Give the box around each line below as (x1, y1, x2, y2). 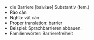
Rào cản (9, 9, 27, 15)
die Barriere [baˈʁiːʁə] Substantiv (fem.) (9, 4, 90, 10)
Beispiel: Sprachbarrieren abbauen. (9, 25, 82, 31)
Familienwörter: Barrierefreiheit (9, 31, 73, 36)
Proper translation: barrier (9, 20, 63, 26)
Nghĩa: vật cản (9, 15, 39, 20)
